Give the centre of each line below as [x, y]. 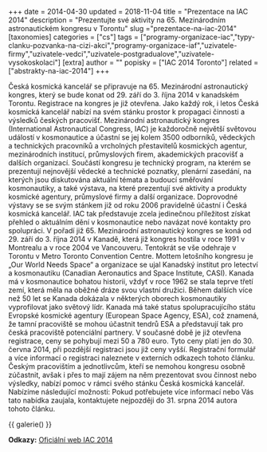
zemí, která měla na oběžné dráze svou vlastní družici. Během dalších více [130, 290]
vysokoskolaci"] [35, 62]
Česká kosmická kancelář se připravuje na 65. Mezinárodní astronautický [128, 86]
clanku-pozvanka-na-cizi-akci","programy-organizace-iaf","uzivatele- [123, 46]
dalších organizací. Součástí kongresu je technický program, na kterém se [130, 163]
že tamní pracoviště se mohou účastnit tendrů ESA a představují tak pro [126, 324]
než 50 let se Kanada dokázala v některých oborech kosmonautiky [118, 298]
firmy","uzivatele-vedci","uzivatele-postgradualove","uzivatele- [112, 54]
